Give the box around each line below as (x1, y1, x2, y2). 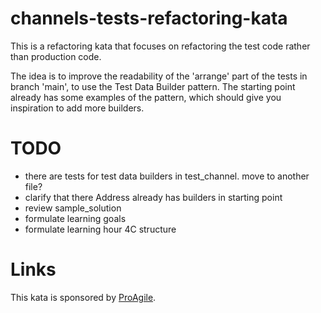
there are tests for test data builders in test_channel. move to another (24, 170, 310, 182)
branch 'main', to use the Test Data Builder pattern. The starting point (10, 80, 296, 92)
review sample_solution (24, 202, 122, 214)
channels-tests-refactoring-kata (10, 7, 288, 30)
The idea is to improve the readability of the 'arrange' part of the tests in (10, 70, 308, 82)
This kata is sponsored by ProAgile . (10, 291, 157, 303)
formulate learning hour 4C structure (24, 223, 177, 235)
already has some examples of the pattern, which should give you (10, 91, 282, 103)
